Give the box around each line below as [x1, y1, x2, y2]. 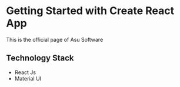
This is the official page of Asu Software [6, 36, 104, 43]
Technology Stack [6, 53, 74, 63]
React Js [14, 69, 36, 76]
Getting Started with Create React [6, 4, 175, 18]
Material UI [14, 75, 42, 82]
